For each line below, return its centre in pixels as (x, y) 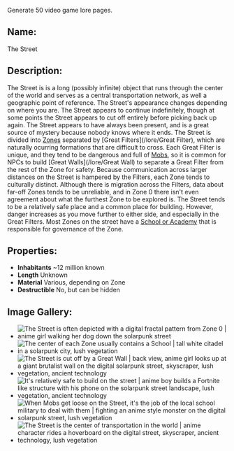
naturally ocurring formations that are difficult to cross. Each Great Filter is (114, 147)
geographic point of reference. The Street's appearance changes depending (117, 102)
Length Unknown (42, 275)
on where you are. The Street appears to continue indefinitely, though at (111, 110)
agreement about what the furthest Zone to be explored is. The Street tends (116, 199)
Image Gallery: (40, 312)
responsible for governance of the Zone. (65, 229)
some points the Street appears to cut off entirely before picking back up (112, 117)
